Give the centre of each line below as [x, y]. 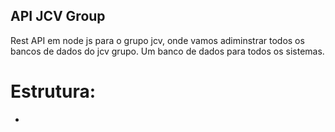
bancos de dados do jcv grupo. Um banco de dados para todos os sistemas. [167, 51]
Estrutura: [53, 91]
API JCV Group [58, 16]
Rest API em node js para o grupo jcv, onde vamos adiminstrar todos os [157, 40]
